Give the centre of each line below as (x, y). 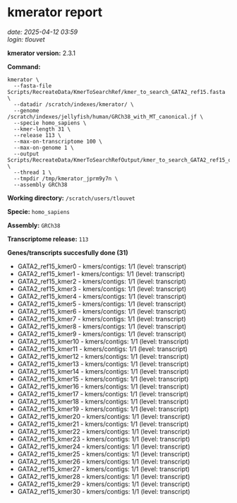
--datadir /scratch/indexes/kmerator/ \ (74, 104)
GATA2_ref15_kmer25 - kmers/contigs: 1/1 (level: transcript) (104, 454)
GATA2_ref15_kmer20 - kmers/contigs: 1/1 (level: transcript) (104, 416)
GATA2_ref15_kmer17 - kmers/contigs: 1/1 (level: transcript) (103, 393)
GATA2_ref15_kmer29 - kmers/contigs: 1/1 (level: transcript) (104, 484)
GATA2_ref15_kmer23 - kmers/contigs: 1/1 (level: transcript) (104, 439)
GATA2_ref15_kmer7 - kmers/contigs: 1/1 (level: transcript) (102, 319)
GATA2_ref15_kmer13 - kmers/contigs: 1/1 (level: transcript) (103, 364)
